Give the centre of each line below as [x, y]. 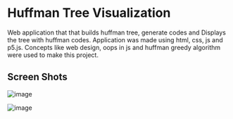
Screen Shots [38, 77]
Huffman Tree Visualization [89, 13]
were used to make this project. [53, 55]
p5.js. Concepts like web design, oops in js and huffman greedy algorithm [114, 47]
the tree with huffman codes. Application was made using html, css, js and [115, 39]
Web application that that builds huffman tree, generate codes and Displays [117, 32]
